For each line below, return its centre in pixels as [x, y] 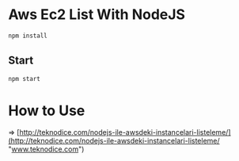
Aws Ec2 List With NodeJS [97, 15]
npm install [28, 36]
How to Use [47, 111]
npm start [25, 79]
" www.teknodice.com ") [46, 149]
